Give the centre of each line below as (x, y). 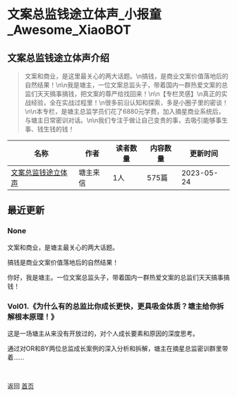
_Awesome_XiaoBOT (69, 30)
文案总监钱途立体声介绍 (58, 58)
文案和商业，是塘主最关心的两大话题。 (63, 247)
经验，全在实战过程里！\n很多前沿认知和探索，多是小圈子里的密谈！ (130, 102)
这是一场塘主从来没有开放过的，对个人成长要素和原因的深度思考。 (103, 333)
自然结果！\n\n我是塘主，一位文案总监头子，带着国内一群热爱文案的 (123, 85)
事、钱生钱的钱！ (49, 129)
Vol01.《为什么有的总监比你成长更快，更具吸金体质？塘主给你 (112, 306)
